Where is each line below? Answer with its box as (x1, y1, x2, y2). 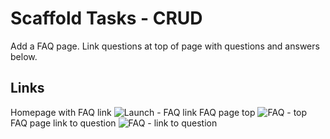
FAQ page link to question (10, 117, 117, 129)
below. (10, 50, 38, 62)
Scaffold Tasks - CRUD (10, 7, 203, 30)
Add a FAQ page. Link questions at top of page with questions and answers (10, 40, 320, 52)
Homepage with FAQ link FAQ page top (10, 106, 256, 118)
